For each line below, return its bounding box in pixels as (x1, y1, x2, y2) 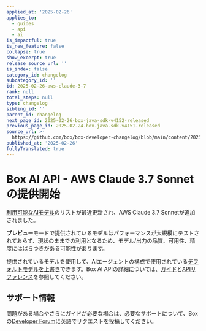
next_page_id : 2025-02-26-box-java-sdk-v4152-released (6, 117, 150, 123)
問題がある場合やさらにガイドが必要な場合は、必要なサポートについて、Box (6, 310, 198, 318)
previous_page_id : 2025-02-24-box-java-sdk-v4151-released (6, 123, 161, 129)
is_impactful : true (6, 37, 56, 44)
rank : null (6, 89, 34, 95)
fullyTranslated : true (6, 145, 64, 152)
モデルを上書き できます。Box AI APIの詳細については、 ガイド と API (22, 265, 191, 273)
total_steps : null (6, 94, 53, 101)
